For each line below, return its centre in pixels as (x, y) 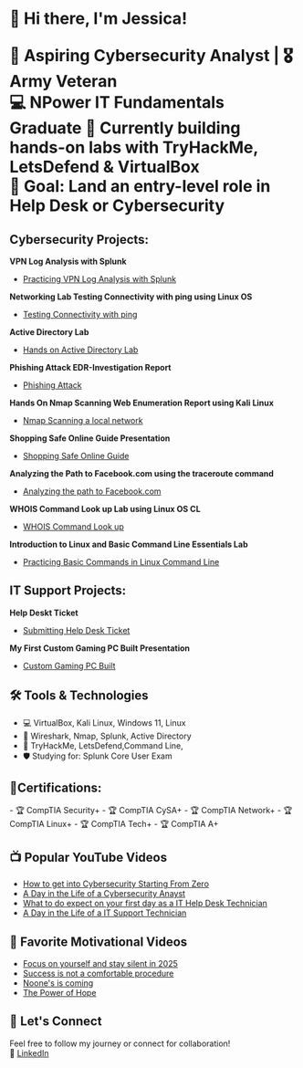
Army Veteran (63, 82)
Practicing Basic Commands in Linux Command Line (121, 562)
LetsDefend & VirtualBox (104, 167)
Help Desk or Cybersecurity (117, 206)
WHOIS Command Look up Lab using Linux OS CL (105, 509)
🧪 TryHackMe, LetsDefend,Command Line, (103, 745)
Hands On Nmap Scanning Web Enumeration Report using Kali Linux (141, 403)
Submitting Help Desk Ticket (76, 630)
